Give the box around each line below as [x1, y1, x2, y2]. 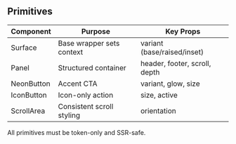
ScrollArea [11, 105, 46, 115]
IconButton [11, 90, 47, 100]
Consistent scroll [58, 101, 114, 111]
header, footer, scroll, [140, 58, 211, 68]
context [58, 47, 83, 57]
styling [58, 110, 81, 120]
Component [11, 26, 51, 36]
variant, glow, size [140, 79, 200, 89]
